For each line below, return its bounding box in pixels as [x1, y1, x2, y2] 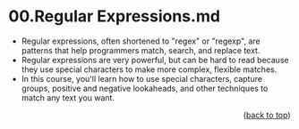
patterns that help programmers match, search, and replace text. [21, 44, 261, 55]
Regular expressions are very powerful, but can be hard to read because [21, 54, 289, 65]
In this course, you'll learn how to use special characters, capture [21, 73, 263, 84]
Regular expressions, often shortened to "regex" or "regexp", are [21, 36, 261, 46]
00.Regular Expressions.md [8, 6, 221, 27]
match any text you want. [21, 92, 115, 103]
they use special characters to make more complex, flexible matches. [21, 64, 278, 75]
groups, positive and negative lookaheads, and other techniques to [21, 83, 269, 93]
